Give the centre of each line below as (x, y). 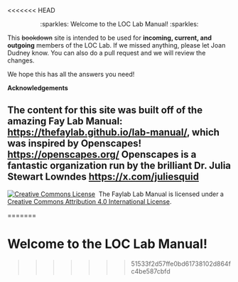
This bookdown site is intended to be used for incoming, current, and (109, 38)
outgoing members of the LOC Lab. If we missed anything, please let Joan (117, 45)
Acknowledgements (38, 88)
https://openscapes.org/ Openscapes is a (102, 154)
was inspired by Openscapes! (75, 144)
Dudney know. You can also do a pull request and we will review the (107, 53)
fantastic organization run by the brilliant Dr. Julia (119, 166)
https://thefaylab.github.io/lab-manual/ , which (114, 132)
